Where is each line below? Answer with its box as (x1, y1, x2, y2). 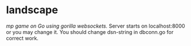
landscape (6, 3, 58, 17)
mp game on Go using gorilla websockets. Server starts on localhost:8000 (6, 22, 185, 29)
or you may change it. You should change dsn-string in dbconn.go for (6, 28, 174, 35)
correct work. (6, 34, 39, 41)
